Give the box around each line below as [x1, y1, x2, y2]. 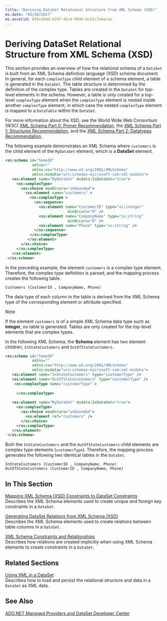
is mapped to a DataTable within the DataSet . [5, 108, 97, 114]
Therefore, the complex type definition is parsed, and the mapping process [5, 270, 160, 276]
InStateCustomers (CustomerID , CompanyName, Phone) [5, 462, 117, 467]
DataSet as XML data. [5, 583, 49, 589]
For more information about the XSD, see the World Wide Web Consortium [5, 117, 158, 123]
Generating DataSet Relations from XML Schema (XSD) [5, 513, 119, 520]
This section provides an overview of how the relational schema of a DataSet [5, 65, 163, 71]
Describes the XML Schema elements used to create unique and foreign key [5, 498, 162, 505]
